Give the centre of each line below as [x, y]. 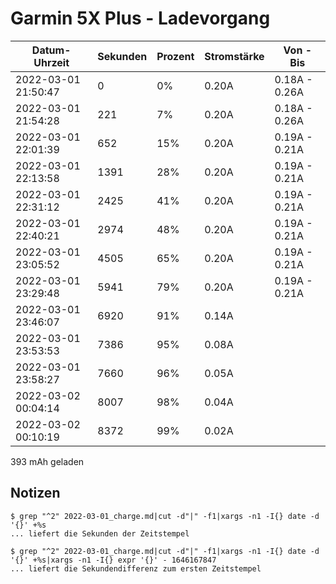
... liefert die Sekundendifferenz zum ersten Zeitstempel [136, 568]
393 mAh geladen [47, 461]
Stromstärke [234, 56]
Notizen [35, 493]
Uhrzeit [51, 62]
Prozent [175, 56]
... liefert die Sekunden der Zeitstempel [100, 533]
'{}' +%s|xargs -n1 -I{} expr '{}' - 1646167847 [113, 560]
